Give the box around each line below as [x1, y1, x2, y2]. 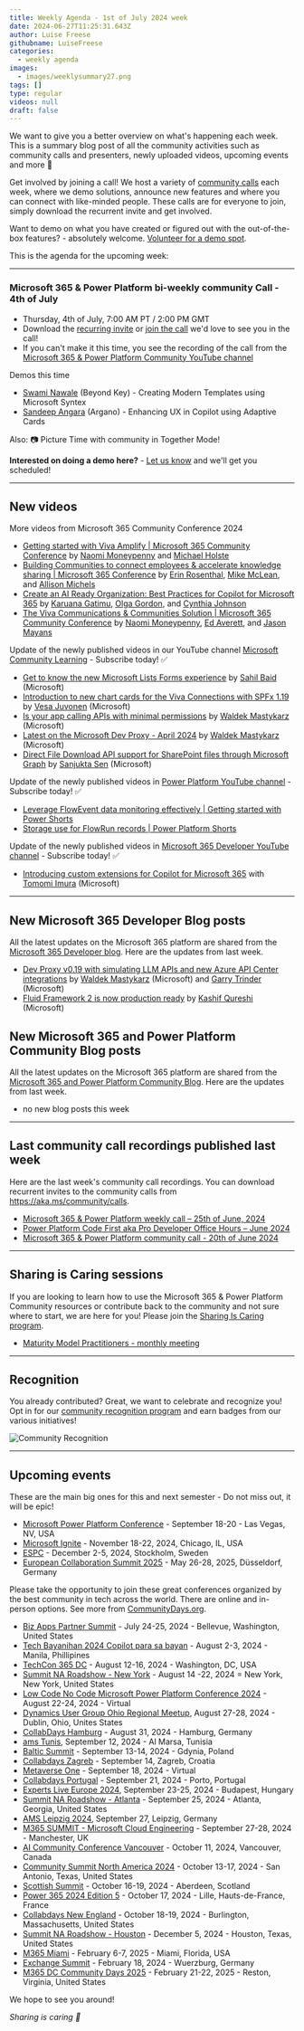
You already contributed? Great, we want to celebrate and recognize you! [9, 1396, 282, 1407]
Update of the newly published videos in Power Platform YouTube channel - [9, 776, 292, 787]
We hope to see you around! [9, 1994, 115, 2005]
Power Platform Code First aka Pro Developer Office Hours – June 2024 [22, 1222, 290, 1233]
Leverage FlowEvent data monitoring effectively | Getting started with [22, 804, 282, 815]
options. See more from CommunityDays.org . [37, 1603, 206, 1615]
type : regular [9, 89, 63, 98]
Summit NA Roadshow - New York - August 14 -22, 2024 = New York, [22, 1669, 283, 1680]
